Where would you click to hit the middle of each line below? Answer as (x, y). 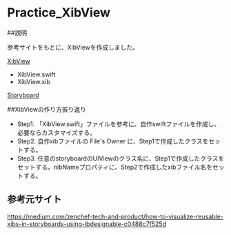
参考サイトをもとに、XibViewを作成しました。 (73, 47)
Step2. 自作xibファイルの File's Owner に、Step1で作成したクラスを (113, 141)
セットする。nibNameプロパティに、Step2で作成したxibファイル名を (114, 167)
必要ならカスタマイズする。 (57, 132)
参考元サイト (34, 200)
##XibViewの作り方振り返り (47, 109)
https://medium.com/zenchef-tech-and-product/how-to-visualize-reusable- (115, 216)
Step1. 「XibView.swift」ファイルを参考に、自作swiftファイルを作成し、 (119, 124)
